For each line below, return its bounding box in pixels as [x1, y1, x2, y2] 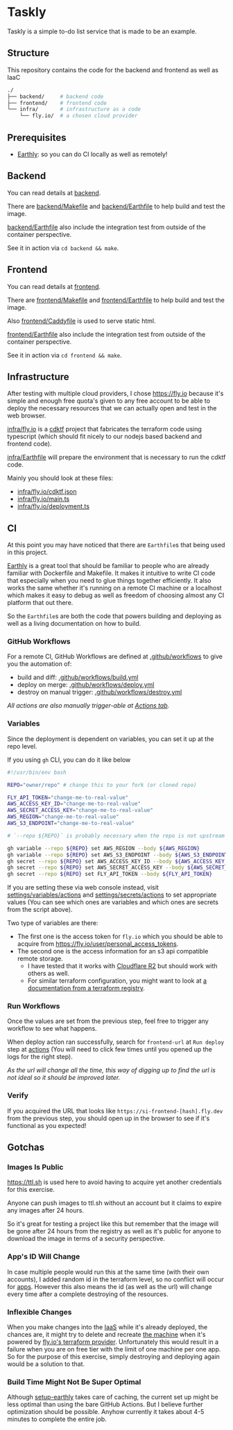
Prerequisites [7, 131, 67, 143]
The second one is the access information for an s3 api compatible [17, 947, 209, 956]
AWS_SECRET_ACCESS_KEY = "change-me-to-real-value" [7, 807, 154, 814]
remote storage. [17, 954, 64, 963]
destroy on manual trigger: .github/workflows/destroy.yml [17, 688, 182, 697]
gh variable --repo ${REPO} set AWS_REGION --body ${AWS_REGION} [7, 845, 200, 851]
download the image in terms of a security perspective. [7, 1234, 165, 1243]
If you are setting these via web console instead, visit [7, 883, 159, 892]
